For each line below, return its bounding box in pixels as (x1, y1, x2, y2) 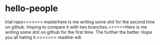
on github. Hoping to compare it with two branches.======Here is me (5, 24, 147, 30)
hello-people (5, 3, 58, 14)
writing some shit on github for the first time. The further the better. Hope (5, 29, 152, 35)
